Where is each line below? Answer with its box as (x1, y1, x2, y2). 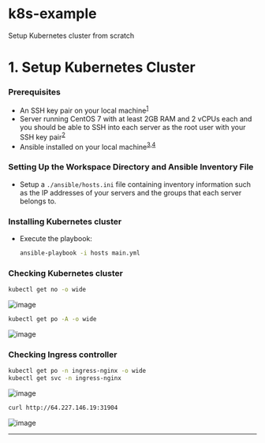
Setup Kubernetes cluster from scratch (8, 31, 135, 40)
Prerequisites (8, 87, 61, 98)
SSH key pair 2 (19, 131, 65, 142)
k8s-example (8, 5, 97, 23)
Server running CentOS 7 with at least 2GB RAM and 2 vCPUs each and (19, 114, 252, 124)
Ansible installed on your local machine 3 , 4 (19, 140, 156, 151)
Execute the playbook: (19, 233, 93, 243)
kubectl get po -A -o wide (8, 315, 97, 323)
